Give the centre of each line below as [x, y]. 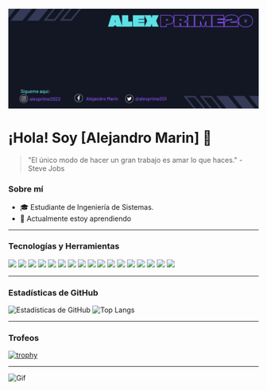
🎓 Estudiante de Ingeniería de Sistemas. [87, 207]
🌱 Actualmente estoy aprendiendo [75, 218]
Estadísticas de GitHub [53, 292]
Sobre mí [26, 189]
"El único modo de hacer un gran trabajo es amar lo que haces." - [135, 160]
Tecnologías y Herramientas [64, 246]
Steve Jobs [46, 168]
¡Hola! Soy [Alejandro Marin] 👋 [110, 138]
